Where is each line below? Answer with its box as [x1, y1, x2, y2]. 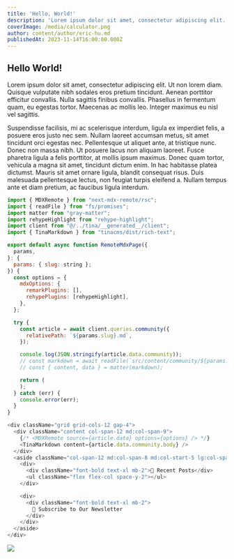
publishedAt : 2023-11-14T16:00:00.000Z [7, 36, 123, 43]
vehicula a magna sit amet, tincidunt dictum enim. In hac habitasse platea [7, 161, 217, 169]
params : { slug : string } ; [13, 261, 92, 268]
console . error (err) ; [19, 396, 79, 403]
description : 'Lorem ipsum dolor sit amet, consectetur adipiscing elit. [7, 17, 226, 24]
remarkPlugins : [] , [25, 287, 82, 294]
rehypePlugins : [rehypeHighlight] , [25, 294, 130, 301]
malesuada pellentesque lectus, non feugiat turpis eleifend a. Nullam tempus [7, 175, 227, 184]
